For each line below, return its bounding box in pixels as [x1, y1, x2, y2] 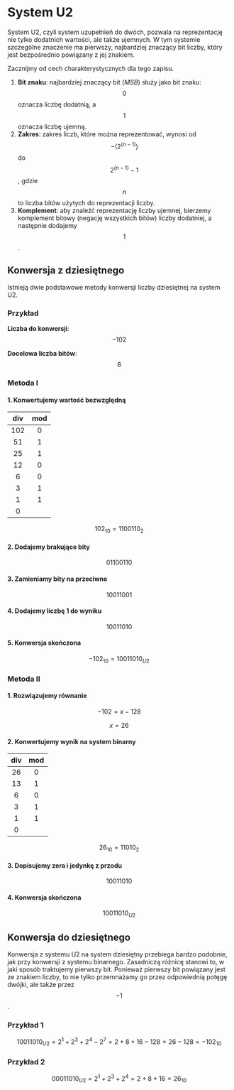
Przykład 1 [7, 1020, 44, 1030]
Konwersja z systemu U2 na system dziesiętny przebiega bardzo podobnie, [7, 950, 228, 959]
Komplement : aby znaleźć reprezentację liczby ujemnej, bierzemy [17, 207, 211, 215]
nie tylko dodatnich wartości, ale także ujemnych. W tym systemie [7, 35, 201, 43]
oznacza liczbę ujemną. [17, 122, 87, 131]
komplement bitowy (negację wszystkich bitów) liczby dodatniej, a [17, 214, 212, 222]
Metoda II [7, 674, 40, 684]
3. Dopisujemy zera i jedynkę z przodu [7, 861, 123, 870]
